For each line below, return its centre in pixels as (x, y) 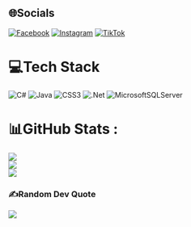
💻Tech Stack (54, 67)
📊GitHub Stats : (64, 129)
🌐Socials (32, 13)
